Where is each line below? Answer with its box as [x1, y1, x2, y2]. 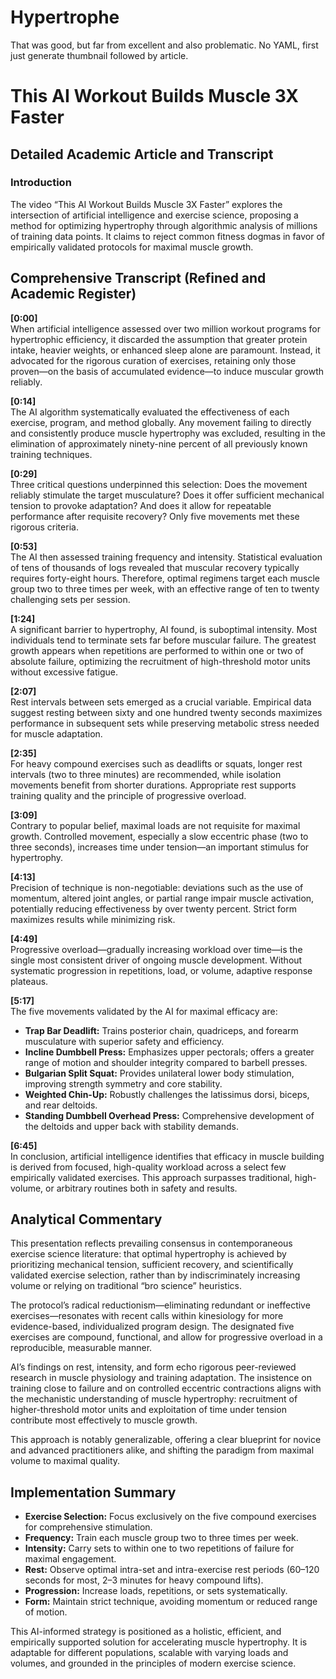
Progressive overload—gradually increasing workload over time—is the [10, 943, 303, 955]
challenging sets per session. [10, 593, 131, 605]
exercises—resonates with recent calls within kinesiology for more [10, 1310, 284, 1322]
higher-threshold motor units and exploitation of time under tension [10, 1404, 287, 1416]
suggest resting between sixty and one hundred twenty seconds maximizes [10, 706, 323, 718]
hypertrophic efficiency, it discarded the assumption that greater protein [10, 333, 308, 345]
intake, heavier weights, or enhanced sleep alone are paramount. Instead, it [10, 344, 321, 356]
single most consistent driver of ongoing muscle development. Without [10, 954, 303, 966]
